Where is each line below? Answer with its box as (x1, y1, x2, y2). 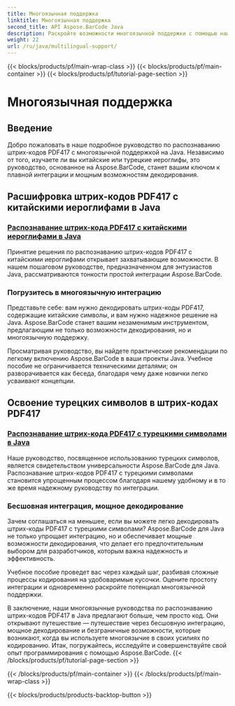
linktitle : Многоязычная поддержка (7, 17, 111, 24)
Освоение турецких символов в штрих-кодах (7, 397, 219, 409)
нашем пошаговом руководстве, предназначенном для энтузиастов (7, 262, 213, 271)
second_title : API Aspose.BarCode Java (7, 23, 124, 30)
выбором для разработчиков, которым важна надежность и (7, 547, 188, 555)
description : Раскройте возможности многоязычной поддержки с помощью (7, 29, 218, 37)
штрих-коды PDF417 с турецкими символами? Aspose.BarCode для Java (7, 524, 225, 533)
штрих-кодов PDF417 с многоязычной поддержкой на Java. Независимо (7, 148, 225, 156)
